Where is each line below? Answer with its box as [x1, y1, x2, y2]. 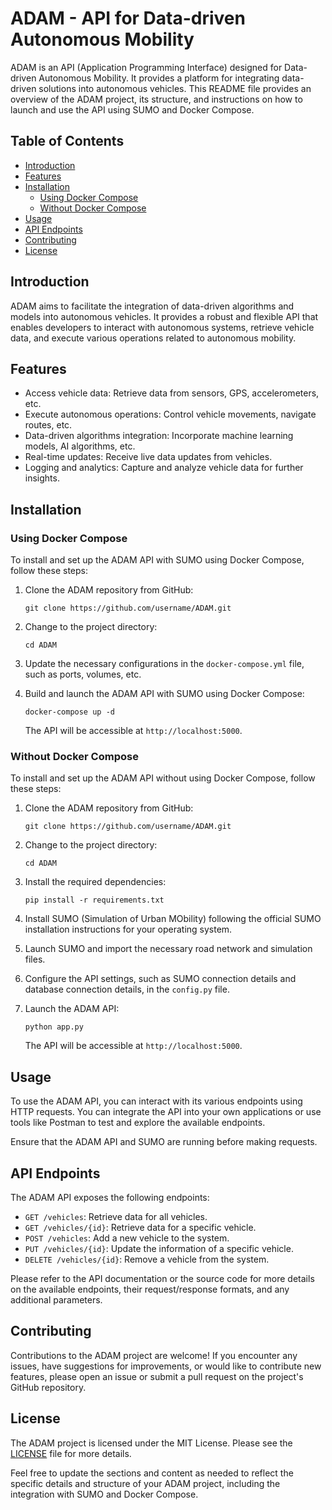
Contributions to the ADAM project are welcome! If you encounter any [10, 1349, 298, 1361]
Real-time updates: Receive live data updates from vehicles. [24, 451, 273, 463]
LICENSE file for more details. [10, 1447, 132, 1459]
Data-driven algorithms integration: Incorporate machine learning [24, 430, 294, 442]
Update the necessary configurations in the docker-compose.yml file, [24, 658, 305, 670]
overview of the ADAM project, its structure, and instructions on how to [10, 93, 303, 105]
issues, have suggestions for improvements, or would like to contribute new [10, 1360, 322, 1372]
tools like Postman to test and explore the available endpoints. [10, 1117, 266, 1129]
